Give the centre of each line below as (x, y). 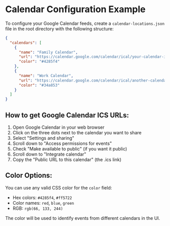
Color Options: (29, 176)
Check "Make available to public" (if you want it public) (70, 149)
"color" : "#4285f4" (39, 62)
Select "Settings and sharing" (43, 138)
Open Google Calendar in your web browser (58, 127)
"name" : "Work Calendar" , (46, 76)
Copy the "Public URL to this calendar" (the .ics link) (67, 160)
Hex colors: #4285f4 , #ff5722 (42, 197)
